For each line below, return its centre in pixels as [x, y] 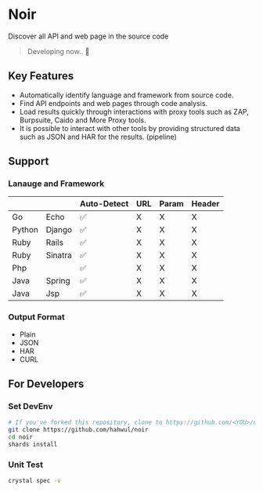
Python [25, 230]
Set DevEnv [31, 406]
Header [205, 204]
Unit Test [25, 465]
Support [29, 161]
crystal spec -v [34, 481]
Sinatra [59, 255]
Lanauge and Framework [56, 184]
